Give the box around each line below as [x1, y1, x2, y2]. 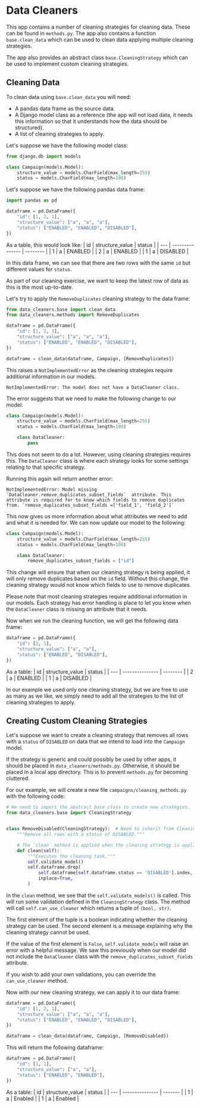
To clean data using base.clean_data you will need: [6, 93, 132, 100]
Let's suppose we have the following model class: [6, 141, 129, 149]
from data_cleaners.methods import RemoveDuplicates [6, 312, 140, 318]
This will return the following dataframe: [6, 1044, 104, 1051]
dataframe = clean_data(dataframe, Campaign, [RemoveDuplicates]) [6, 355, 174, 361]
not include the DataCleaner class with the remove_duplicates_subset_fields [6, 952, 193, 960]
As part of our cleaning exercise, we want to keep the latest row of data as [6, 277, 189, 284]
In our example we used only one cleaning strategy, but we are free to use [6, 686, 189, 693]
